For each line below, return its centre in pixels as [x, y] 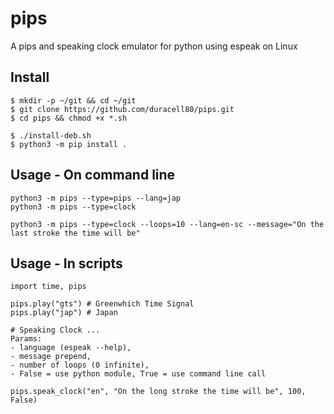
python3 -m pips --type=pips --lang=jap [96, 198]
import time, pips [48, 287]
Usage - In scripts [66, 263]
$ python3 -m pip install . [69, 144]
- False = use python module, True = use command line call [138, 374]
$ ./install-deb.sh [51, 135]
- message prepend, [51, 357]
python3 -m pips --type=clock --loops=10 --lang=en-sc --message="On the [167, 224]
